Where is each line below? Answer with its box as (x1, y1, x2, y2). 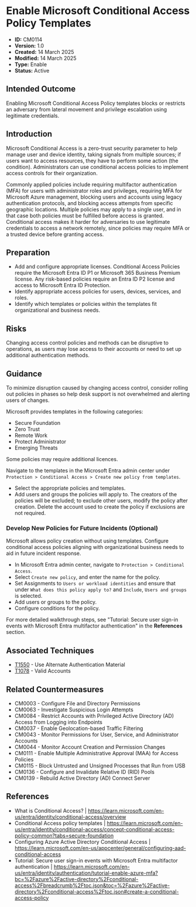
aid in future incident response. (6, 550, 81, 557)
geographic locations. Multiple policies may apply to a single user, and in (6, 206, 181, 213)
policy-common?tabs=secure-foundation (14, 832, 114, 839)
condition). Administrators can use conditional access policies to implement (6, 163, 189, 171)
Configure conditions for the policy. (14, 605, 100, 612)
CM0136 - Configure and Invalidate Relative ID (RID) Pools (14, 768, 155, 775)
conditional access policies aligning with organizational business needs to (6, 544, 184, 551)
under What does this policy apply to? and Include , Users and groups (14, 586, 187, 593)
